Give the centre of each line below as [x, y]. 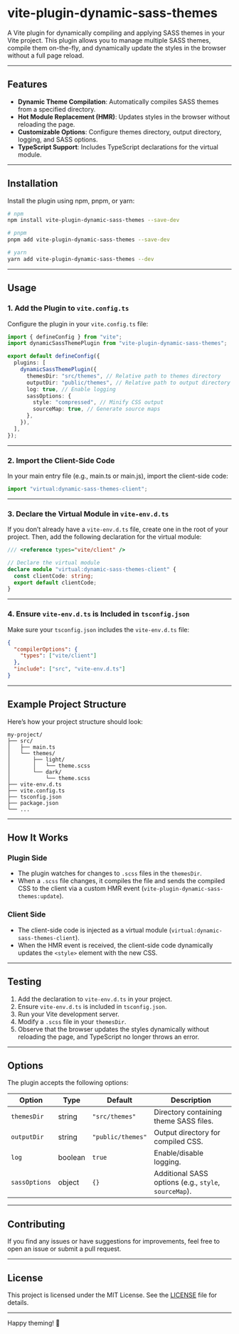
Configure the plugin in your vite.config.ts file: [78, 324]
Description [191, 1100]
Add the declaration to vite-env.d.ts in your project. [95, 999]
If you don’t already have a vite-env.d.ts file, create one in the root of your [118, 529]
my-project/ [25, 735]
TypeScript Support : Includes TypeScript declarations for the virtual [118, 146]
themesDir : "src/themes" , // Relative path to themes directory [123, 376]
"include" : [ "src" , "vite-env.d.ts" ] [70, 669]
